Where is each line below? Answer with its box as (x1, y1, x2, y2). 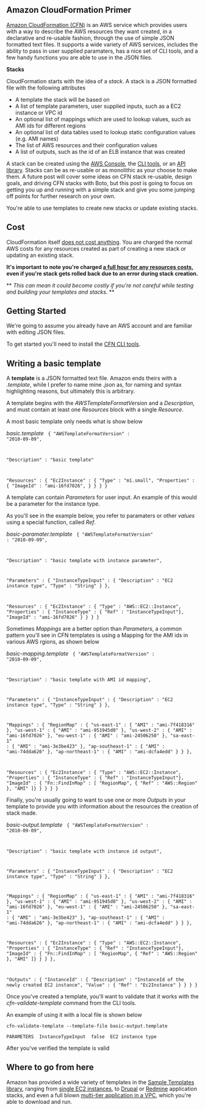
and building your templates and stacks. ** (6, 288, 115, 295)
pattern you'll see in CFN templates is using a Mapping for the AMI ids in (6, 631, 188, 639)
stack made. (6, 809, 38, 816)
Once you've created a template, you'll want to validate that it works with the (6, 993, 200, 1000)
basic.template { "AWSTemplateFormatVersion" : (6, 430, 130, 437)
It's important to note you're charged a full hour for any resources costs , (6, 263, 193, 270)
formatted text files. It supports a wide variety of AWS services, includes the (6, 40, 198, 48)
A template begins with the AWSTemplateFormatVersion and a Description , (6, 400, 195, 407)
